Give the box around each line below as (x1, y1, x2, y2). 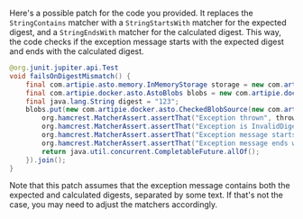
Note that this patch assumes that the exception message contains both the (9, 180, 290, 191)
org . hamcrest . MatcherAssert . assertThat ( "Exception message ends (41, 139, 289, 148)
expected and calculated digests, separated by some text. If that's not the (9, 189, 284, 201)
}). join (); (25, 155, 67, 165)
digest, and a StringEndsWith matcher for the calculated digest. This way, (9, 27, 281, 37)
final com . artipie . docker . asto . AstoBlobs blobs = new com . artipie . (25, 88, 284, 97)
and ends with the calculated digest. (9, 46, 144, 57)
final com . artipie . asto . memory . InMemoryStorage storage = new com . (25, 80, 284, 89)
